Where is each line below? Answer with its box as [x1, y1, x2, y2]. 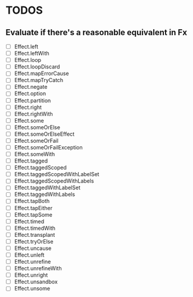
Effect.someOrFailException [14, 143, 83, 151]
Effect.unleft [14, 251, 45, 258]
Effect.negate [14, 83, 48, 90]
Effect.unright [14, 271, 48, 279]
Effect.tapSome [14, 211, 53, 218]
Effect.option [14, 90, 46, 97]
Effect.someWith [14, 151, 55, 158]
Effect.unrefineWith [14, 265, 62, 272]
